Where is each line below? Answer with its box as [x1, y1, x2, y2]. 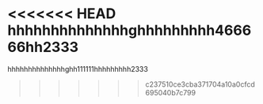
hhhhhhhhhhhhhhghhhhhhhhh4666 [7, 21, 252, 39]
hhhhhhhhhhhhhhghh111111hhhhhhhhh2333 [7, 64, 148, 73]
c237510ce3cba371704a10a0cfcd [145, 80, 255, 89]
